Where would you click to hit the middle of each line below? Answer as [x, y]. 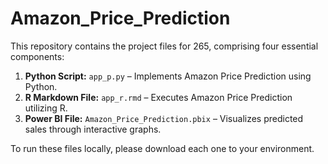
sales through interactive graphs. [93, 129]
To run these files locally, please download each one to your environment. [162, 148]
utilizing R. [46, 108]
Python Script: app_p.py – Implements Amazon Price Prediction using [168, 76]
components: [37, 56]
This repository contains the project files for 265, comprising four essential [164, 46]
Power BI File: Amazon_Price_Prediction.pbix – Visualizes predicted [164, 118]
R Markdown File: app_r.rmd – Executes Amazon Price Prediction [158, 97]
